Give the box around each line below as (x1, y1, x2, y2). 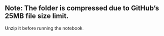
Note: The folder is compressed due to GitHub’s (5, 4, 159, 12)
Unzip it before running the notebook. (5, 25, 84, 31)
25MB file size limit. (5, 12, 69, 20)
